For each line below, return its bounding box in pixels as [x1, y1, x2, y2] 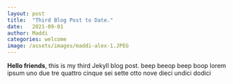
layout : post [7, 10, 45, 17]
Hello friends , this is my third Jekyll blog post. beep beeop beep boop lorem [7, 62, 227, 69]
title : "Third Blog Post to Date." [7, 17, 113, 24]
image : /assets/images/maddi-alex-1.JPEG [7, 42, 129, 49]
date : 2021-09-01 [7, 23, 64, 30]
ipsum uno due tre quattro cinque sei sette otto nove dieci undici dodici [7, 69, 211, 77]
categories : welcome [7, 36, 67, 43]
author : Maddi [7, 29, 49, 37]
